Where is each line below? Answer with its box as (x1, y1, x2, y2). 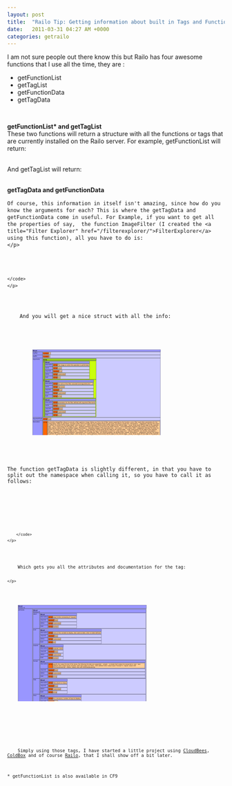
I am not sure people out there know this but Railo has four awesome (7, 53, 203, 62)
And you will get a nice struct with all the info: (19, 313, 171, 320)
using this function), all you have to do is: (7, 235, 144, 242)
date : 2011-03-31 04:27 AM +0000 (7, 26, 110, 32)
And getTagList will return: (7, 165, 82, 174)
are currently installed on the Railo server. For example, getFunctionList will (7, 137, 221, 145)
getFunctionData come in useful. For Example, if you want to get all (7, 214, 215, 221)
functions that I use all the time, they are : (7, 60, 125, 68)
